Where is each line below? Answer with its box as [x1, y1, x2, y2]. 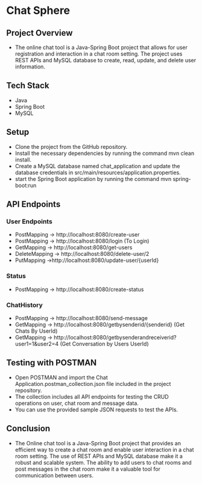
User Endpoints [6, 217, 52, 226]
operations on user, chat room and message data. [14, 399, 139, 407]
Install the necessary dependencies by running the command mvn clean [14, 149, 195, 157]
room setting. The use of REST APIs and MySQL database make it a [14, 452, 183, 460]
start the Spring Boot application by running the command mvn [14, 175, 172, 182]
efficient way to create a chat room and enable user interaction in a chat [14, 446, 194, 453]
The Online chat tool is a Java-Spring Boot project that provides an [14, 439, 181, 446]
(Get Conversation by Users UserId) [60, 340, 149, 347]
